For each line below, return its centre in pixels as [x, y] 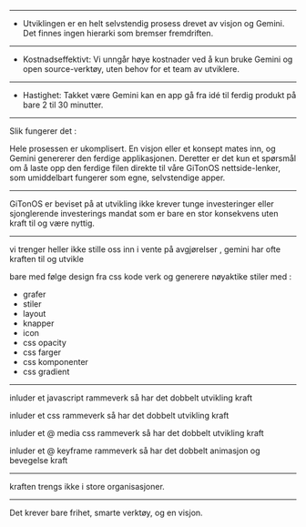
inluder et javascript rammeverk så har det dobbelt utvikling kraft [131, 398]
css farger [42, 352]
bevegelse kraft [39, 460]
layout [34, 314]
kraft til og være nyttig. [52, 223]
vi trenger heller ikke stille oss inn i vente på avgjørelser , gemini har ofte [145, 249]
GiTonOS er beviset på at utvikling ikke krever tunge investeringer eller [142, 204]
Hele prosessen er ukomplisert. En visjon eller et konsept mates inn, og [143, 148]
